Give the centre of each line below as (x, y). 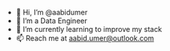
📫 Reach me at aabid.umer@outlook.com (85, 38)
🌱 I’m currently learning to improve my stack (89, 29)
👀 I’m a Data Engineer (51, 21)
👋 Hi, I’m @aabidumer (52, 12)
